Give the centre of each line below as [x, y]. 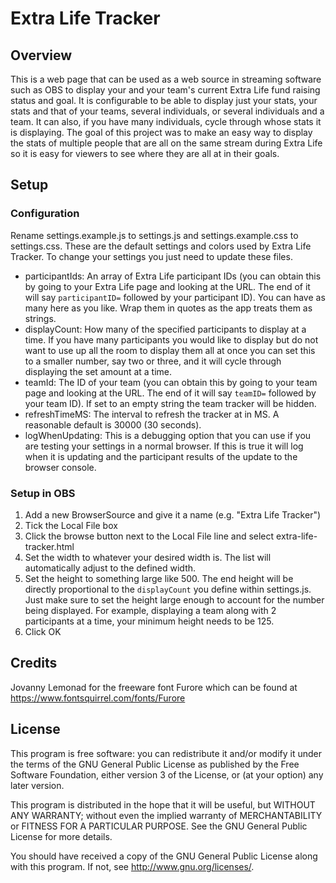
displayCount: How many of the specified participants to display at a [165, 329]
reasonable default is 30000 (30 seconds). [113, 424]
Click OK [43, 631]
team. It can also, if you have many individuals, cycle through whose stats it [166, 121]
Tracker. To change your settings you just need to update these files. [151, 256]
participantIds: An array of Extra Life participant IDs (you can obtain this [173, 276]
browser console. [60, 467]
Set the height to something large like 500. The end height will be [159, 578]
